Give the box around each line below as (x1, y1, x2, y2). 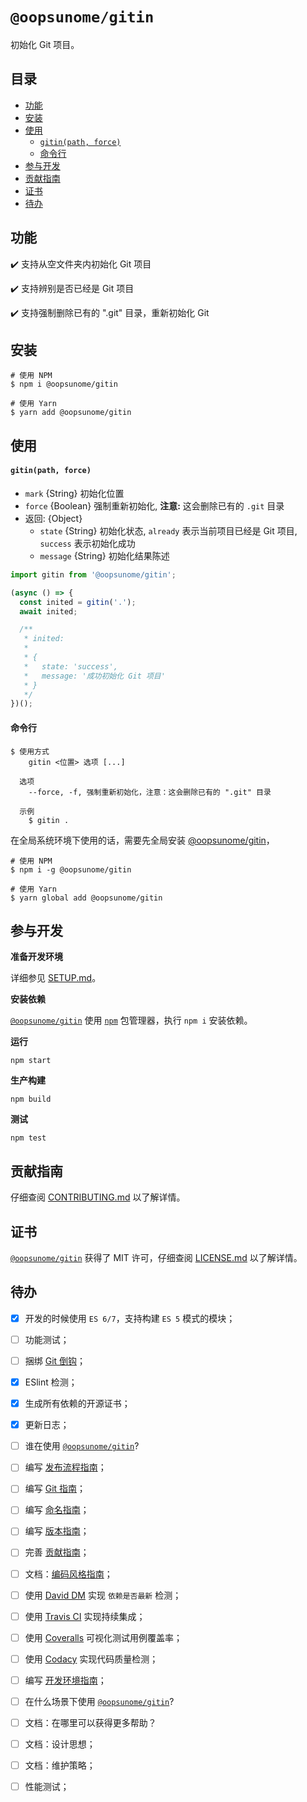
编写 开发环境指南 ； (24, 1674, 107, 1686)
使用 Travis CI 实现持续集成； (24, 1610, 146, 1622)
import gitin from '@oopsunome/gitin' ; (10, 569, 177, 580)
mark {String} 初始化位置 (24, 487, 125, 499)
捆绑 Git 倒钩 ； (24, 1354, 87, 1367)
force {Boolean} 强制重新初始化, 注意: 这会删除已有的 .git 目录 (24, 499, 285, 512)
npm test (10, 1133, 47, 1143)
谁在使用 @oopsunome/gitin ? (24, 1440, 140, 1452)
